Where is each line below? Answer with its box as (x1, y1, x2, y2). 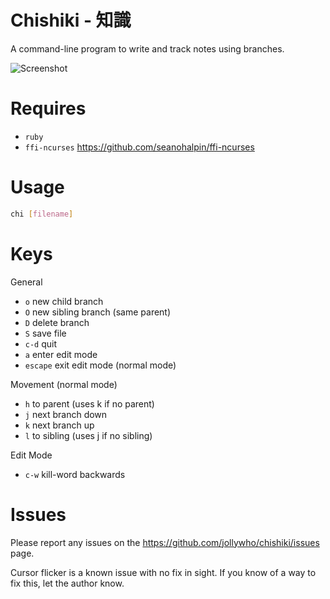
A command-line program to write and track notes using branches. (10, 42, 285, 55)
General (10, 276, 43, 288)
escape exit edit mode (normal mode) (24, 359, 177, 371)
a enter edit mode (24, 348, 98, 360)
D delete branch (24, 316, 90, 328)
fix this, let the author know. (10, 577, 125, 589)
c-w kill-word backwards (24, 468, 126, 480)
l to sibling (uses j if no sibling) (24, 429, 153, 441)
